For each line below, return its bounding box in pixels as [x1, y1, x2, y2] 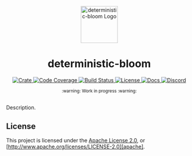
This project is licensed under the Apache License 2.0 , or [6, 137, 145, 144]
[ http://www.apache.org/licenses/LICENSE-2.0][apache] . [6, 143, 145, 150]
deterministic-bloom [47, 57, 151, 70]
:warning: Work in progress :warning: [61, 88, 137, 94]
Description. [6, 104, 36, 111]
